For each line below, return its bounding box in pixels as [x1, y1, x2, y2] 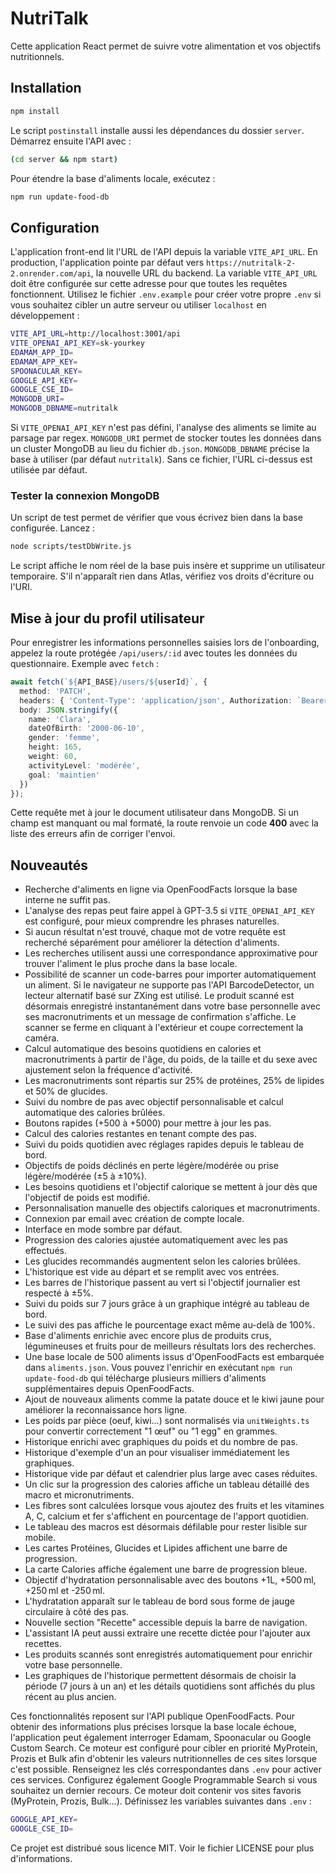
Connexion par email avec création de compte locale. [24, 1213, 245, 1225]
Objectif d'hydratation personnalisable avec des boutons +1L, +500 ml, [24, 1574, 317, 1586]
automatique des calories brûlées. [24, 1107, 166, 1119]
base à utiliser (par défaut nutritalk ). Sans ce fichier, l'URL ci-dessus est [10, 453, 313, 466]
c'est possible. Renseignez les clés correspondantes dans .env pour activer [10, 1763, 322, 1776]
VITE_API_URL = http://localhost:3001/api [10, 329, 182, 339]
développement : [10, 310, 80, 322]
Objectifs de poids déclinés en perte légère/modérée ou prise [24, 1160, 279, 1172]
